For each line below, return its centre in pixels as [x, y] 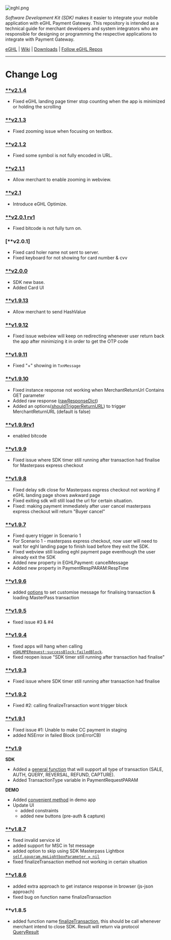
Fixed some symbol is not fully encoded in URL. [63, 156]
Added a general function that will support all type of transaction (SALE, [88, 769]
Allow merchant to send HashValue [49, 312]
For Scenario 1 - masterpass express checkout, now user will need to [85, 541]
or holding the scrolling [37, 107]
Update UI [23, 805]
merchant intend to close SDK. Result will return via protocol [76, 926]
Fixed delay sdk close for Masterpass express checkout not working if [86, 490]
